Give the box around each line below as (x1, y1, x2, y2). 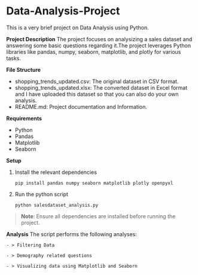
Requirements (6, 115, 42, 122)
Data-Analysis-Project (6, 4, 120, 18)
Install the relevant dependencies (14, 169, 98, 176)
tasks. (6, 54, 22, 62)
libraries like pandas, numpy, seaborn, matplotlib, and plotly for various (6, 48, 181, 55)
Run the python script (14, 190, 69, 198)
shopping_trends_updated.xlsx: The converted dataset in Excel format (14, 84, 188, 91)
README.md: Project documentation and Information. (14, 103, 148, 110)
